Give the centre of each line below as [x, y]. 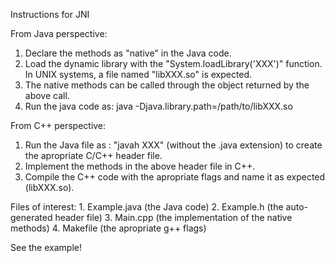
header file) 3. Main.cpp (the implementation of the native [173, 217]
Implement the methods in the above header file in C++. [140, 166]
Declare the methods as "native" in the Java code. [128, 53]
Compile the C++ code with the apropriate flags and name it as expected [175, 177]
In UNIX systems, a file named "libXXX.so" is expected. [138, 74]
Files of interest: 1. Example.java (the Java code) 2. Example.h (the [147, 207]
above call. [47, 95]
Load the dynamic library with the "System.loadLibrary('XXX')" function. [173, 63]
